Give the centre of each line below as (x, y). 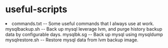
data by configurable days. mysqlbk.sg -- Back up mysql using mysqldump (84, 34)
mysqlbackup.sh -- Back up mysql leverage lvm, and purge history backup (84, 29)
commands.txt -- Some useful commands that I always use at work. (83, 23)
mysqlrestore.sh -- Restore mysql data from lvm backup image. (72, 40)
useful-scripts (36, 9)
